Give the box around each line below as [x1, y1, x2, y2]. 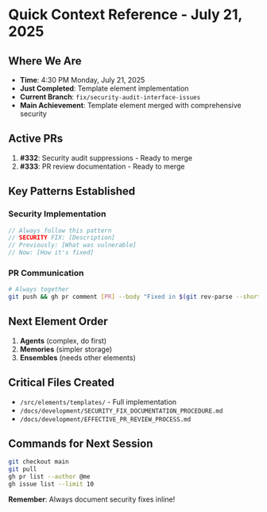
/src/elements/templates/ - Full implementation [19, 397, 177, 406]
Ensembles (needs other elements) [19, 352, 137, 363]
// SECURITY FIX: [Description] [8, 234, 115, 242]
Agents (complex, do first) [19, 336, 107, 345]
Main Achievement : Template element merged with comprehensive [19, 101, 242, 110]
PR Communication [8, 267, 84, 278]
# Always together [8, 285, 69, 293]
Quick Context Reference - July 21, [8, 6, 242, 24]
